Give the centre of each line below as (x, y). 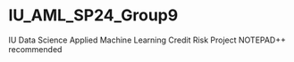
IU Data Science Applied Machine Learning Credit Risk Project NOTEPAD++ (147, 40)
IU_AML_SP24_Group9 (93, 15)
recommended (35, 49)
